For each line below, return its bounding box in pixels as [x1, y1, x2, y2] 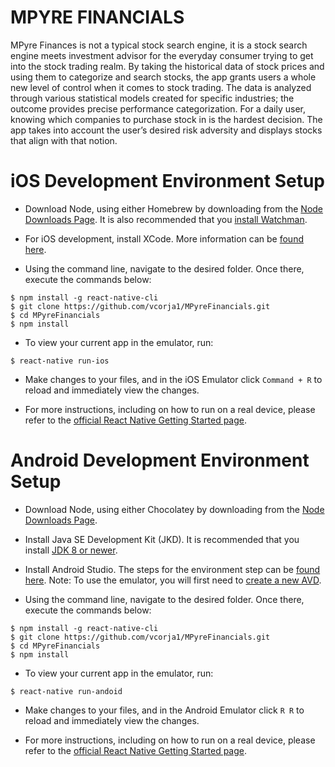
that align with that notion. [10, 134, 118, 146]
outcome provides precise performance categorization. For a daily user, [10, 102, 306, 115]
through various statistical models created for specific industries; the [10, 92, 295, 104]
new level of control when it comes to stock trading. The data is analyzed [10, 81, 312, 93]
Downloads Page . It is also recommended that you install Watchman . [24, 213, 308, 225]
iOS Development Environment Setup [10, 170, 326, 193]
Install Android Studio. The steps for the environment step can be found [24, 563, 321, 575]
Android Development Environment [10, 449, 310, 472]
